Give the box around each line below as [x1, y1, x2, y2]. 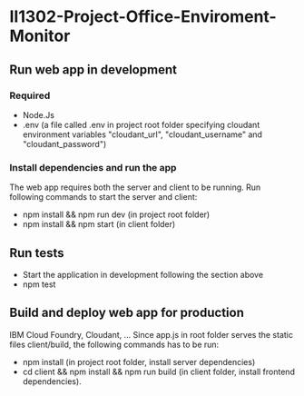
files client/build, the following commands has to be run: [9, 339, 220, 350]
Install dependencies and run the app [9, 161, 177, 173]
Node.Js [22, 109, 54, 120]
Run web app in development [9, 62, 177, 77]
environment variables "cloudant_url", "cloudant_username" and [22, 129, 263, 140]
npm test [22, 279, 56, 290]
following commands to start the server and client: [9, 192, 198, 203]
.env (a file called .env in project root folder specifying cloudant [22, 119, 260, 130]
